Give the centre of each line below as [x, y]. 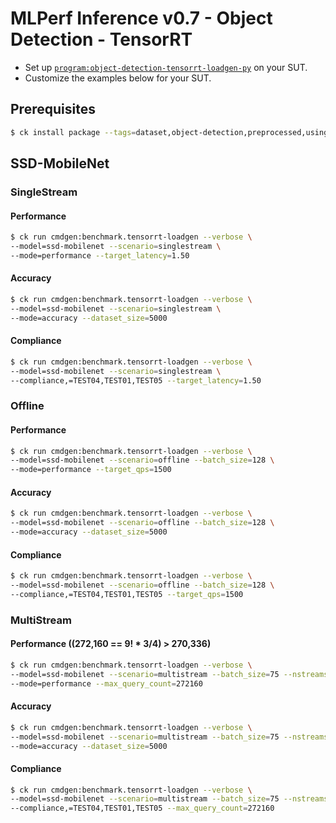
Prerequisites [53, 109]
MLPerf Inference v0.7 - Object [141, 18]
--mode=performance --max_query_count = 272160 [106, 683]
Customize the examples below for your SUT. [118, 78]
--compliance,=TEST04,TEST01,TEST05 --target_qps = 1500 [127, 594]
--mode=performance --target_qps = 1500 [91, 470]
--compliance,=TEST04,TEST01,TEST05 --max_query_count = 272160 [142, 808]
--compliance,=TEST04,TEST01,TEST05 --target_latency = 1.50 [136, 380]
